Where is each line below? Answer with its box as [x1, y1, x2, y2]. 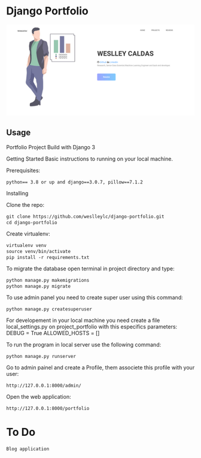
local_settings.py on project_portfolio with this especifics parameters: [6, 323, 178, 330]
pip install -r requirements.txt [6, 254, 90, 260]
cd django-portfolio [6, 219, 58, 225]
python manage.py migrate [6, 283, 71, 289]
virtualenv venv [6, 242, 47, 248]
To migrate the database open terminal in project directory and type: [6, 265, 175, 272]
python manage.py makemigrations [6, 277, 90, 283]
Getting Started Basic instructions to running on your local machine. [6, 155, 173, 162]
